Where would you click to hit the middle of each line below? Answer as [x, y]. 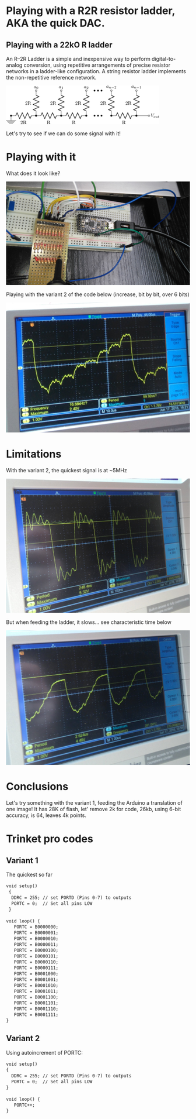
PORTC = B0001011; [36, 991]
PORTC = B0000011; [36, 945]
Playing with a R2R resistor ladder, [90, 11]
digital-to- [164, 59]
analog [14, 65]
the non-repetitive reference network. [51, 78]
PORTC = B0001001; [36, 980]
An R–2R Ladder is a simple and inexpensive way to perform [78, 59]
